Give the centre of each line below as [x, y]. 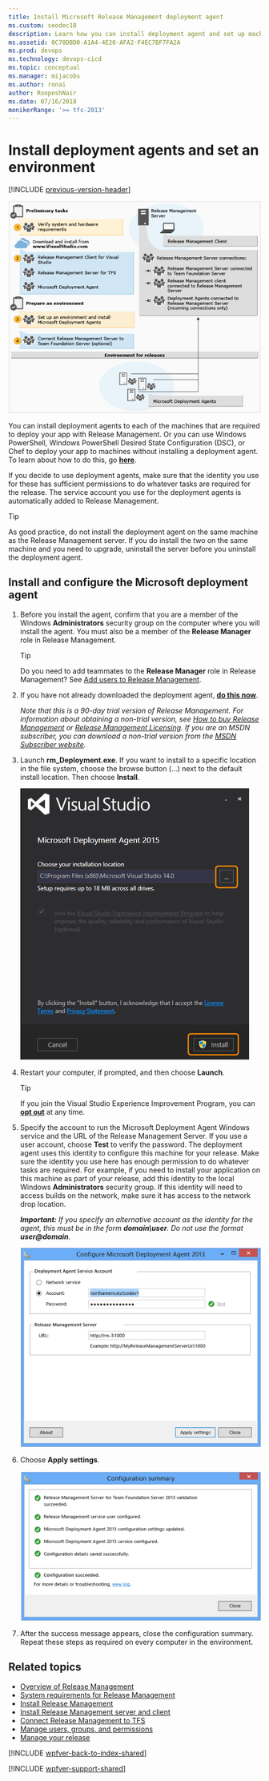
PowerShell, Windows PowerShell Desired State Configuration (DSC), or [127, 442]
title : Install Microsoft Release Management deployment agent [116, 17]
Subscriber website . [53, 744]
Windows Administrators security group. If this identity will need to [131, 1187]
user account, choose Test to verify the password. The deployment [131, 1144]
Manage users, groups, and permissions [86, 1729]
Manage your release [55, 1737]
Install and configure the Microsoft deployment [128, 583]
